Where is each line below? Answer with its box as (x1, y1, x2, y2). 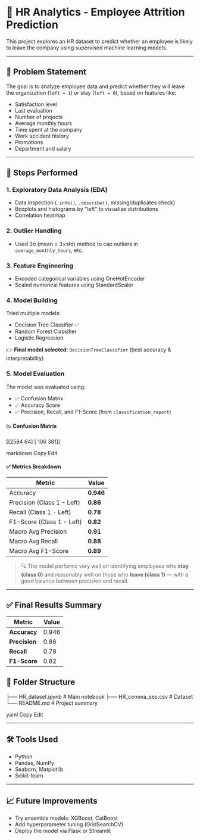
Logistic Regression (14, 334, 64, 341)
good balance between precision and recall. (20, 577, 129, 584)
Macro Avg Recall (9, 537, 58, 546)
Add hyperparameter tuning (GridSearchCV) (14, 821, 124, 828)
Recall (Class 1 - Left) (9, 508, 71, 517)
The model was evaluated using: (6, 383, 86, 390)
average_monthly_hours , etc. (14, 247, 83, 254)
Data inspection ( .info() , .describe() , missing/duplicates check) (14, 199, 176, 206)
